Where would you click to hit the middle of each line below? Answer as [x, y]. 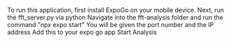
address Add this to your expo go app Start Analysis [82, 32]
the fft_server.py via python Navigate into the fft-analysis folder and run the [115, 17]
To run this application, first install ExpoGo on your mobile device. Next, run [116, 10]
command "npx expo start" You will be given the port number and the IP [111, 25]
